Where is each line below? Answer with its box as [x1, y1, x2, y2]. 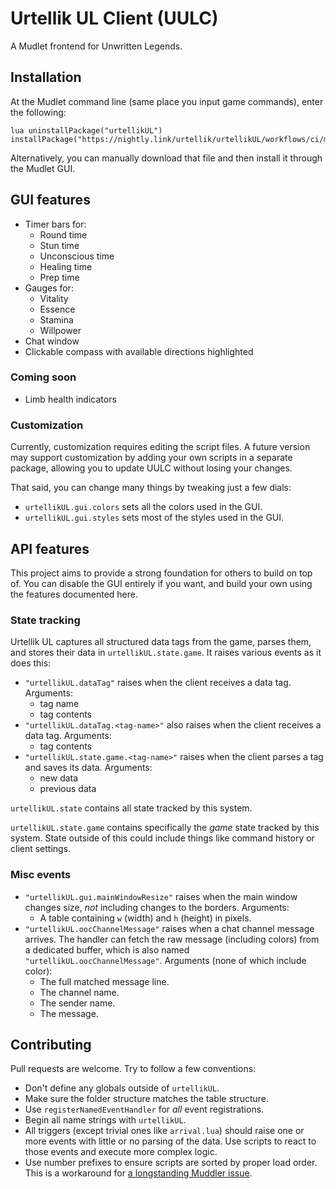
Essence [39, 303, 76, 315]
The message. [39, 1007, 99, 1019]
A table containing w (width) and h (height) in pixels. [39, 912, 252, 924]
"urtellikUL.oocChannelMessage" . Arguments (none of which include [24, 954, 307, 966]
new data [39, 772, 79, 784]
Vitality [39, 292, 69, 304]
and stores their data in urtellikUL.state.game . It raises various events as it [10, 647, 322, 659]
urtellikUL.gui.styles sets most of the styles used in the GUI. [24, 512, 285, 524]
